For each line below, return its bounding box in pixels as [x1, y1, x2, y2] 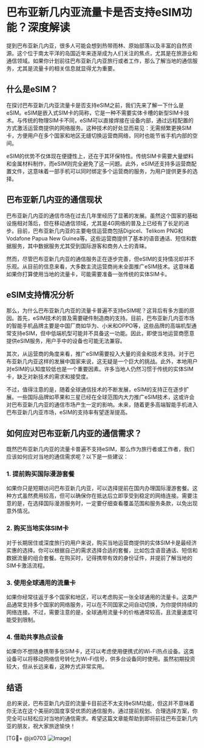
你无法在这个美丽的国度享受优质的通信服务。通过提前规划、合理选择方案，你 [6, 707, 198, 715]
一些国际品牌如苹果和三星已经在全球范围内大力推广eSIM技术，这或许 [16, 393, 189, 401]
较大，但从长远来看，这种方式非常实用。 [6, 663, 107, 670]
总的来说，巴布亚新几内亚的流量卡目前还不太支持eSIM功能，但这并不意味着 [6, 699, 195, 707]
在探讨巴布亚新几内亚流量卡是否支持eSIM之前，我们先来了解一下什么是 [6, 101, 184, 109]
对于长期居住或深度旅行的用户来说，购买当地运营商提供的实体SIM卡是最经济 [6, 539, 197, 546]
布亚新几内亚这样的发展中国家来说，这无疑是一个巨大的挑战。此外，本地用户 [6, 358, 198, 365]
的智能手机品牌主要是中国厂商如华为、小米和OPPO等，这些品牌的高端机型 [6, 322, 192, 330]
